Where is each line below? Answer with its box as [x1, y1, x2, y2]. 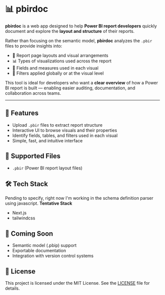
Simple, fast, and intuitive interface [12, 137, 83, 143]
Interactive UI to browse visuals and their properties [12, 127, 117, 133]
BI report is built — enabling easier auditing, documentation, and [5, 85, 136, 91]
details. [5, 285, 20, 291]
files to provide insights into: [5, 43, 62, 49]
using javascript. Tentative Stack [5, 200, 73, 206]
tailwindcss [12, 215, 35, 221]
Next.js [12, 210, 27, 216]
